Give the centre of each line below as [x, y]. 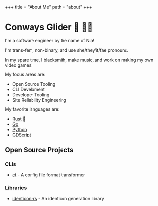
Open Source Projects [39, 150]
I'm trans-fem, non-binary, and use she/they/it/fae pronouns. [67, 50]
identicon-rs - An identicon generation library [58, 198]
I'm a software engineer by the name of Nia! [50, 40]
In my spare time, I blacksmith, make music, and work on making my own [79, 60]
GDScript [21, 135]
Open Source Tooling [34, 84]
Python [19, 129]
